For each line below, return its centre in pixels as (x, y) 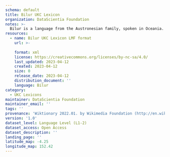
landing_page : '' (24, 137)
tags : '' (14, 109)
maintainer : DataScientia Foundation (45, 99)
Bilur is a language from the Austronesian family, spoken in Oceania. (87, 29)
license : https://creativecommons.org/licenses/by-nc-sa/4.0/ (81, 57)
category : (16, 90)
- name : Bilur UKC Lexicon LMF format (51, 38)
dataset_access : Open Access (36, 128)
